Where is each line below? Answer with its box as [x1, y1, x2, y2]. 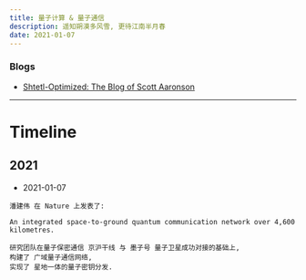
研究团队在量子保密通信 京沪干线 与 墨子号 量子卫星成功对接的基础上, [9, 243, 240, 252]
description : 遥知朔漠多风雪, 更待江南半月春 [9, 22, 166, 31]
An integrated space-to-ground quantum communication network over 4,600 [9, 217, 296, 226]
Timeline [9, 121, 77, 142]
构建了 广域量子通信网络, [9, 253, 93, 262]
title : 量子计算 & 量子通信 [9, 13, 105, 23]
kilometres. [9, 225, 55, 234]
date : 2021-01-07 [9, 30, 76, 39]
